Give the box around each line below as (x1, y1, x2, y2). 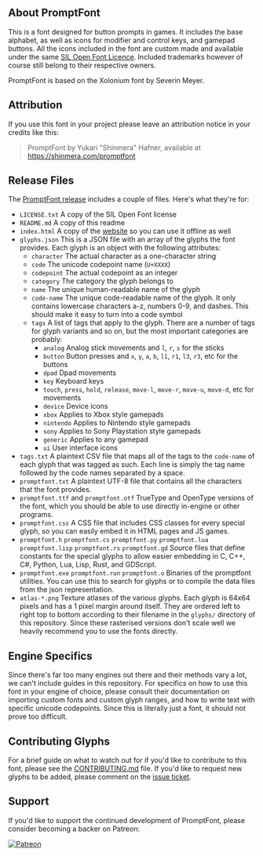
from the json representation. (19, 585, 114, 595)
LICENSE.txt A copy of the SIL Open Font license (19, 209, 177, 219)
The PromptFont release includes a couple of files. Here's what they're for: (8, 195, 250, 204)
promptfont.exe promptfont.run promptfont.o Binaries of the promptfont (19, 568, 251, 577)
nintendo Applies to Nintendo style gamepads (42, 418, 191, 428)
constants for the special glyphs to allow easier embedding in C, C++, (19, 552, 246, 561)
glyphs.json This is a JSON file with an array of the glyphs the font (19, 235, 236, 244)
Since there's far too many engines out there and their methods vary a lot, (8, 670, 247, 679)
